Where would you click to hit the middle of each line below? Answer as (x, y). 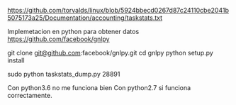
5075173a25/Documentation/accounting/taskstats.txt (85, 18)
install (16, 60)
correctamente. (30, 95)
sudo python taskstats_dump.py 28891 (64, 74)
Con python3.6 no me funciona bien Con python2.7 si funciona (99, 88)
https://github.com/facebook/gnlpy (58, 39)
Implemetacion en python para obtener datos (73, 32)
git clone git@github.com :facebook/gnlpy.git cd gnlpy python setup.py (111, 53)
